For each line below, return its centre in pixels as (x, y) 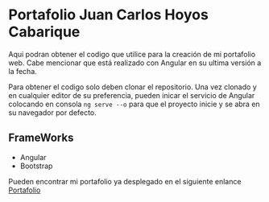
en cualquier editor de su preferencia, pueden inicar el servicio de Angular (132, 95)
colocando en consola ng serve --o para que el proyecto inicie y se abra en (134, 104)
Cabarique (44, 32)
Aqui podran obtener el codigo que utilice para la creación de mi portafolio (132, 54)
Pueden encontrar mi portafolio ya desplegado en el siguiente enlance (125, 181)
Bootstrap (36, 166)
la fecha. (23, 71)
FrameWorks (41, 138)
